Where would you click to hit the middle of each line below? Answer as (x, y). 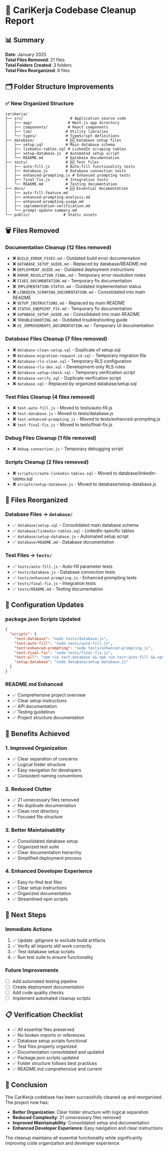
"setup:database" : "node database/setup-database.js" (71, 662)
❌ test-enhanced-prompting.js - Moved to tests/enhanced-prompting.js (86, 419)
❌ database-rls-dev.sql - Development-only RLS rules (69, 366)
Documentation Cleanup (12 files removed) (58, 247)
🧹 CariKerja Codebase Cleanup (71, 10)
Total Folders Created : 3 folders (38, 65)
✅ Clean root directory (35, 811)
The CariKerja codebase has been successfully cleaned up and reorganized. (84, 1097)
